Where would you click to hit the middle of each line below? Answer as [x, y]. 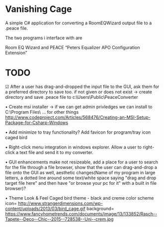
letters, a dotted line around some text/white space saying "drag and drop [81, 178]
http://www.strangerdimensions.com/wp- [60, 203]
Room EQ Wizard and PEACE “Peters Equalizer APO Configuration [73, 47]
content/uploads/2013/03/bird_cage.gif [45, 208]
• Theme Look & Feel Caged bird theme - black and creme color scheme [80, 198]
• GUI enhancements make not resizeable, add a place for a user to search [82, 162]
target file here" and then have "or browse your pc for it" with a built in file [81, 183]
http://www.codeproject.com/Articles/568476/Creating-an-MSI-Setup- [78, 117]
